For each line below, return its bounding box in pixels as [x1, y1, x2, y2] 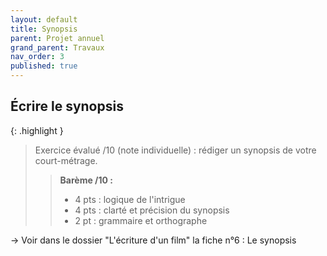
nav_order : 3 [10, 52, 65, 62]
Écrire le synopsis [10, 98, 124, 115]
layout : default [10, 14, 78, 25]
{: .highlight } [10, 124, 64, 136]
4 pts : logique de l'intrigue [74, 193, 186, 205]
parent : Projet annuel [10, 33, 105, 43]
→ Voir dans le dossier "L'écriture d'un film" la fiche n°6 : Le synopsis [10, 234, 297, 246]
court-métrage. [34, 154, 98, 166]
